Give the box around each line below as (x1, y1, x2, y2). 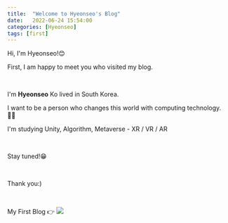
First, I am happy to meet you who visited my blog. (7, 63, 153, 71)
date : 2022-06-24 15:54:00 (7, 17, 93, 24)
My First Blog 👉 (7, 208, 55, 216)
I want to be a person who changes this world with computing (7, 103, 186, 113)
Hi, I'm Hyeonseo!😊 (7, 49, 65, 58)
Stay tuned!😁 (7, 152, 47, 160)
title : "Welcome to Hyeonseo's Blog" (7, 10, 121, 18)
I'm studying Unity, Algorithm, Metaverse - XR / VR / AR (7, 125, 168, 134)
